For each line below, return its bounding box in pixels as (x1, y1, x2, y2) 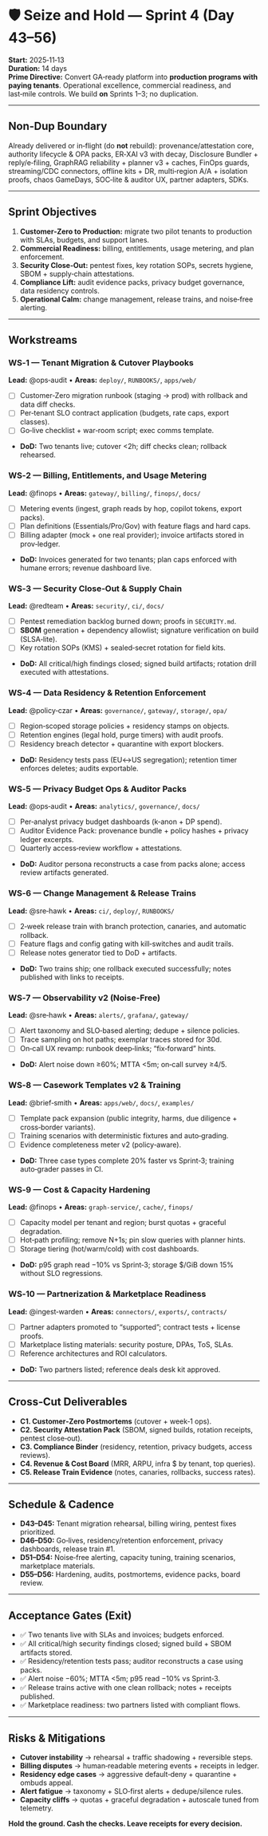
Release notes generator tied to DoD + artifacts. (19, 948, 177, 957)
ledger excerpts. (19, 835, 74, 845)
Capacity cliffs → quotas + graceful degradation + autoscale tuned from (19, 1795, 259, 1805)
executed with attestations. (19, 668, 109, 677)
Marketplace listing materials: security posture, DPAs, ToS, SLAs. (19, 1339, 234, 1349)
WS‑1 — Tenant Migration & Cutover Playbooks (8, 357, 194, 368)
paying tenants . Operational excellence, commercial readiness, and (8, 81, 231, 90)
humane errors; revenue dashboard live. (19, 563, 152, 573)
